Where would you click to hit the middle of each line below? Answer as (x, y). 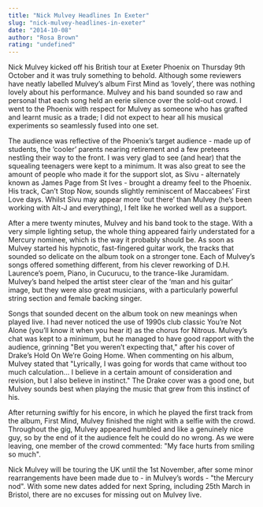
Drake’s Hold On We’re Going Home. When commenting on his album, (121, 356)
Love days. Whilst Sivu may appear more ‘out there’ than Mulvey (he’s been (130, 200)
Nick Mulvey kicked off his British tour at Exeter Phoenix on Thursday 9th (127, 67)
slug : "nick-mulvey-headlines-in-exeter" (77, 23)
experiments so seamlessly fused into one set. (83, 126)
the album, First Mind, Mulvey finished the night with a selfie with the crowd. (132, 421)
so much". (24, 454)
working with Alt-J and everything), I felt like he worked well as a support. (128, 208)
